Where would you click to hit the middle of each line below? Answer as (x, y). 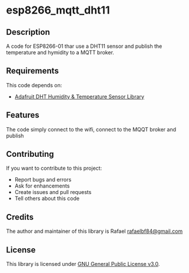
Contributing (30, 154)
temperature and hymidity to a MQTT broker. (60, 52)
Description (28, 32)
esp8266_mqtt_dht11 (58, 10)
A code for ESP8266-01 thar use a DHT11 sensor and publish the (84, 46)
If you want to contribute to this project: (54, 168)
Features (23, 115)
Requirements (32, 71)
